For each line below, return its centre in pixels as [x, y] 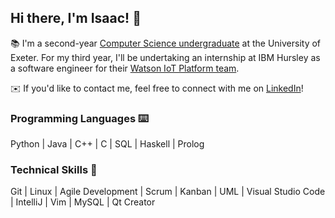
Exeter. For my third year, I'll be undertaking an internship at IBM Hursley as [165, 57]
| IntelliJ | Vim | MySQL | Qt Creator [83, 202]
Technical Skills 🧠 [54, 170]
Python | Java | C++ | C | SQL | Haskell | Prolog [107, 144]
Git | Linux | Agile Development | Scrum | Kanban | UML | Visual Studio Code [168, 192]
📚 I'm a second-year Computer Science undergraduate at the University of [166, 43]
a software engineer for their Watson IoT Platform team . [125, 68]
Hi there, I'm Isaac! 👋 [76, 18]
